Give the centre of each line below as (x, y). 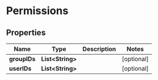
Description (99, 49)
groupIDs (22, 59)
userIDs (20, 69)
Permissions (37, 11)
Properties (26, 33)
